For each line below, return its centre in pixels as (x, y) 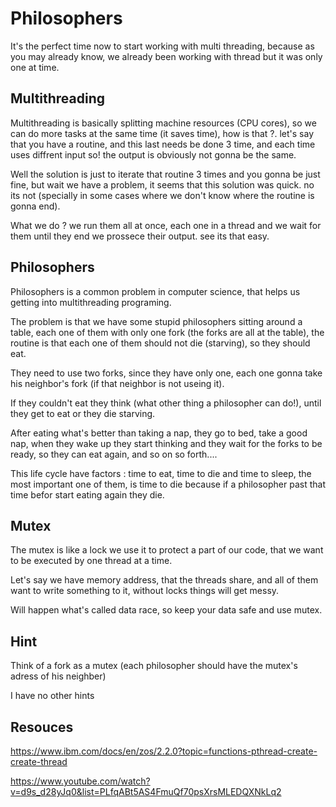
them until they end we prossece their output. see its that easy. (140, 236)
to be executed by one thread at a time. (91, 561)
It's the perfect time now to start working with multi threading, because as (162, 46)
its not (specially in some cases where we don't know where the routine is (162, 195)
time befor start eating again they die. (87, 494)
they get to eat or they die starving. (83, 413)
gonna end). (35, 206)
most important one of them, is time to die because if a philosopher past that (168, 484)
